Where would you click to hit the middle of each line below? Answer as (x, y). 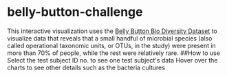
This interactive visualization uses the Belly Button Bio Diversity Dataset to (112, 31)
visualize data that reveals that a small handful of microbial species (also (110, 38)
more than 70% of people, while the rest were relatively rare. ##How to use (113, 53)
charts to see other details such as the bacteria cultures (86, 67)
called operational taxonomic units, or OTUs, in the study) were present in (112, 45)
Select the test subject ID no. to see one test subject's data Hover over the (112, 60)
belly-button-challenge (75, 12)
